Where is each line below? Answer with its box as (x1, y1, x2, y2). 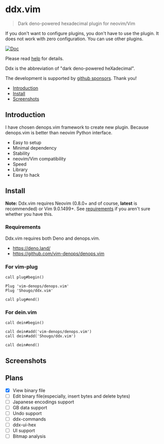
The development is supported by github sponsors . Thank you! (5, 75, 137, 81)
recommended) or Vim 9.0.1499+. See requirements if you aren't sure (5, 205, 151, 212)
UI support (12, 428, 36, 434)
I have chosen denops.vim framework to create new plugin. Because (5, 124, 149, 130)
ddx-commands (12, 416, 46, 422)
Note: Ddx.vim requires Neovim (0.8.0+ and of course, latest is (5, 200, 138, 206)
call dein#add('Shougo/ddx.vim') (5, 334, 76, 339)
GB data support (12, 404, 47, 410)
